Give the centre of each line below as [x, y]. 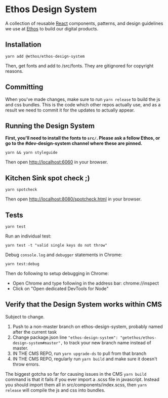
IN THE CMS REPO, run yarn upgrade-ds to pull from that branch [79, 353]
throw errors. [26, 364]
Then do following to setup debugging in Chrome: [57, 273]
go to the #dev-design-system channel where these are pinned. [74, 143]
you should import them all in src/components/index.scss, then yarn [76, 385]
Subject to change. [25, 316]
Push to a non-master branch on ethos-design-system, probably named [88, 326]
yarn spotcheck [21, 190]
